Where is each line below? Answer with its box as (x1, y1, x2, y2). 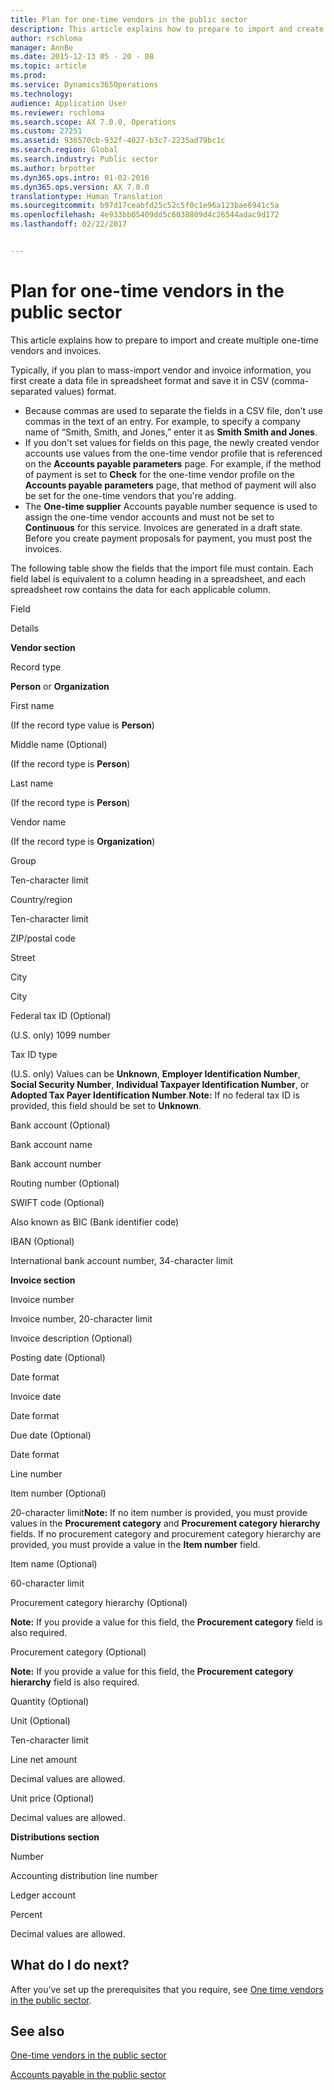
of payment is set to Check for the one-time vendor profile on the (24, 468, 295, 480)
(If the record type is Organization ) (10, 835, 156, 847)
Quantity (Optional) (10, 1695, 90, 1707)
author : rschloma (10, 33, 83, 43)
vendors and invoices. (10, 344, 102, 356)
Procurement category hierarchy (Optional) (10, 1596, 188, 1608)
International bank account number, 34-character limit (10, 1254, 234, 1266)
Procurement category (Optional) (10, 1646, 147, 1658)
